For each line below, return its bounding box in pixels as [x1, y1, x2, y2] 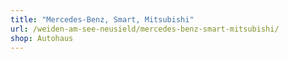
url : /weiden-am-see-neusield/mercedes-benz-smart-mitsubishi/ [10, 24, 280, 34]
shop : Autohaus [10, 33, 74, 43]
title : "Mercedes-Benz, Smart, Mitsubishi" [10, 14, 195, 25]
